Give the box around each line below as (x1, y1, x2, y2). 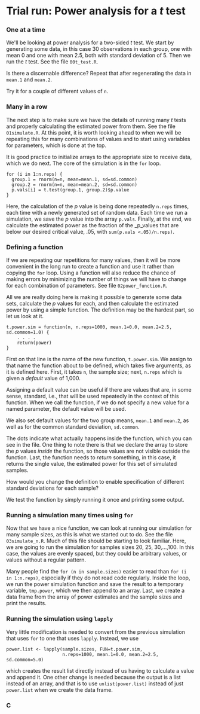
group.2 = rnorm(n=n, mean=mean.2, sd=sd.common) (11, 181, 137, 188)
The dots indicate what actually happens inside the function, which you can (6, 435, 192, 442)
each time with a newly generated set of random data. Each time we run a (6, 209, 188, 216)
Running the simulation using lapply (6, 615, 113, 623)
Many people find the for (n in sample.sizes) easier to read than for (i (6, 568, 187, 575)
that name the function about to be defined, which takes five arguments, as (6, 362, 191, 369)
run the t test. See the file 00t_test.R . (6, 58, 99, 65)
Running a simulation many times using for (6, 511, 134, 519)
